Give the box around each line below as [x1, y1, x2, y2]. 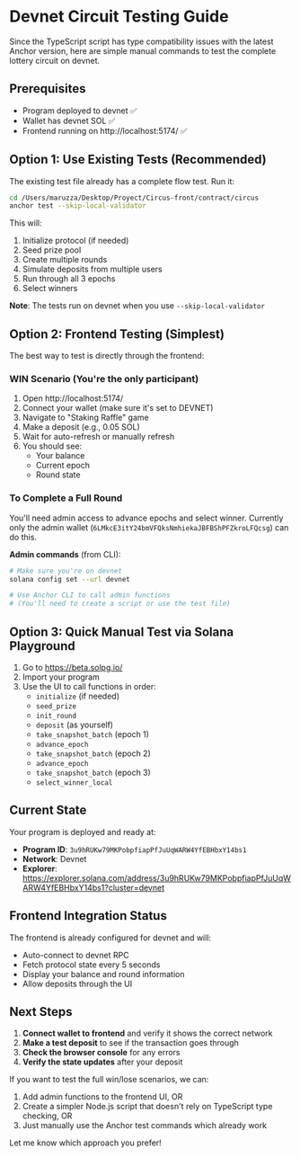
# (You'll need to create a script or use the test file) [9, 600, 231, 609]
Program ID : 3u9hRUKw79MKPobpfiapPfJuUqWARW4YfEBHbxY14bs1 [22, 843, 247, 855]
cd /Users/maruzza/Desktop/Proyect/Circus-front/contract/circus [9, 193, 259, 202]
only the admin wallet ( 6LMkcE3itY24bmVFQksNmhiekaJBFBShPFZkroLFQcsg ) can [9, 521, 289, 532]
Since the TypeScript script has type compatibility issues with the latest [9, 36, 274, 47]
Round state [35, 469, 81, 480]
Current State [9, 803, 87, 818]
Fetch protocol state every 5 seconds [22, 959, 161, 970]
